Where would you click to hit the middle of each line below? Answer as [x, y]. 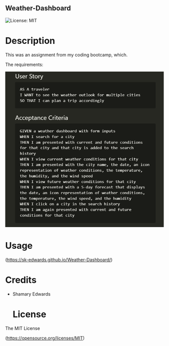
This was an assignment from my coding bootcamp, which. [66, 54]
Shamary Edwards [31, 294]
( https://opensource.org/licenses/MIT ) [45, 338]
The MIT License [23, 328]
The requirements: [24, 64]
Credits [21, 280]
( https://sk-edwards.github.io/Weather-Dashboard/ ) [59, 259]
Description [30, 41]
